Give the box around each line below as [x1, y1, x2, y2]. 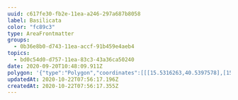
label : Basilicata [7, 17, 62, 24]
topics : [7, 50, 30, 57]
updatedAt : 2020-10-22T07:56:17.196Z [7, 75, 119, 83]
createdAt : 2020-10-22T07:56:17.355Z [7, 82, 119, 89]
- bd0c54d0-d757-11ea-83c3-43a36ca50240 [13, 56, 135, 63]
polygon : [7, 69, 33, 76]
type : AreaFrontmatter [7, 30, 74, 37]
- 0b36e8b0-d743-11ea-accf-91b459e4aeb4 [13, 43, 135, 50]
